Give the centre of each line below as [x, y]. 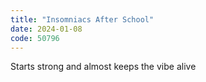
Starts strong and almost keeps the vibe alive [103, 67]
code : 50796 [35, 38]
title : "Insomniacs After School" [82, 19]
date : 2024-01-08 [46, 29]
